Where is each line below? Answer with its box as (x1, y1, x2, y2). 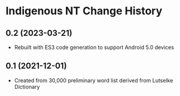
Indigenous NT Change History (5, 4, 163, 18)
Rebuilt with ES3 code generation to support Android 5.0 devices (14, 44, 175, 51)
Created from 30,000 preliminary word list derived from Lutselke (14, 76, 173, 84)
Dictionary (14, 83, 40, 90)
